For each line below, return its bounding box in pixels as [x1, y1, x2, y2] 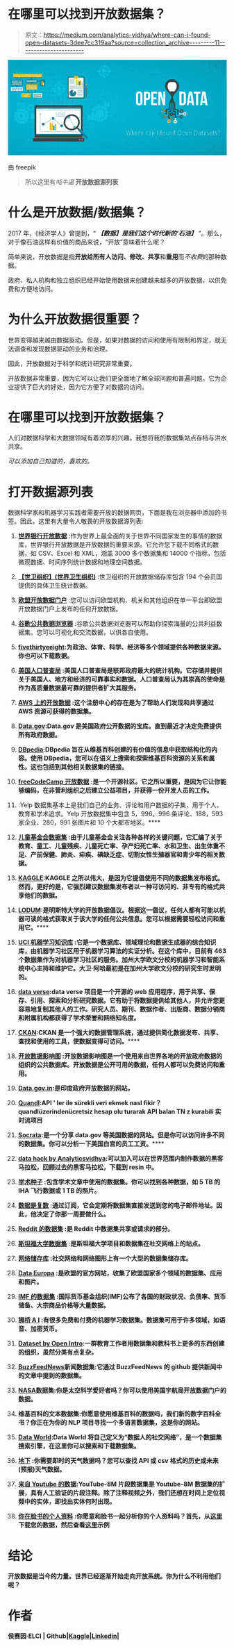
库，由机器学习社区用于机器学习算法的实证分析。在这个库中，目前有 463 [17, 947, 226, 955]
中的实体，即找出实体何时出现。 [24, 1498, 116, 1506]
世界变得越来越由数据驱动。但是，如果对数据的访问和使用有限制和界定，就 [8, 336, 221, 344]
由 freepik [8, 163, 37, 171]
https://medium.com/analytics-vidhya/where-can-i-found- [43, 31, 211, 39]
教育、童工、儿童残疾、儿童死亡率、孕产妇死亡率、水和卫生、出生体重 [17, 842, 219, 850]
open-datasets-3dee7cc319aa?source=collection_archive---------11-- [24, 38, 226, 47]
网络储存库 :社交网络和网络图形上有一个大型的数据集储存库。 [17, 1255, 192, 1263]
